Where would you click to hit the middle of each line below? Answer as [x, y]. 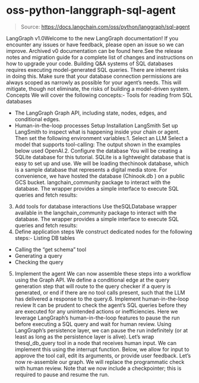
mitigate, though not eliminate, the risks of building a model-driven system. [98, 88]
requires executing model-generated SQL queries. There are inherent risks [97, 69]
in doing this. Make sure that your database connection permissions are [94, 76]
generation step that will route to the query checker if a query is [93, 286]
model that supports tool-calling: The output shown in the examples [98, 144]
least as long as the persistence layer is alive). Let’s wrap [84, 337]
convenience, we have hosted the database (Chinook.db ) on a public [100, 176]
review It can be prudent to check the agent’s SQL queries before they [101, 305]
